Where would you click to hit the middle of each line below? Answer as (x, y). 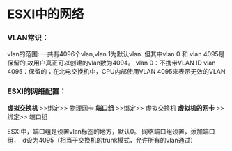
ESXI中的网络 (46, 14)
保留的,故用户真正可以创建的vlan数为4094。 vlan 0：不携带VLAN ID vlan (111, 63)
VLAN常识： (28, 38)
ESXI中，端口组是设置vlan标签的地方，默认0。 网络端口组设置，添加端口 (111, 131)
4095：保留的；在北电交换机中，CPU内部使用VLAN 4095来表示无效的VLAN (116, 72)
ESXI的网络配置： (37, 91)
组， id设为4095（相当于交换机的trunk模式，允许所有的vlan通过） (102, 140)
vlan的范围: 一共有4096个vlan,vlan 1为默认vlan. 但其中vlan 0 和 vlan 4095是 (116, 54)
